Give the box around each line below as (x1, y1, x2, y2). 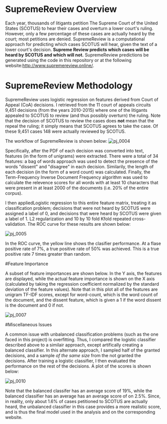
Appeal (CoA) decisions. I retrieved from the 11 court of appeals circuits (5, 101, 151, 108)
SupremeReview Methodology (5, 80, 133, 91)
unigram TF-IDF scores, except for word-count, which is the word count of (5, 291, 158, 298)
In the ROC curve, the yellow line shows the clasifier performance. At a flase (5, 240, 162, 246)
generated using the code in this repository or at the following (5, 57, 132, 63)
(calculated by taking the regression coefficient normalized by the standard (5, 281, 159, 287)
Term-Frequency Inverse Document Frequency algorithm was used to (5, 174, 148, 180)
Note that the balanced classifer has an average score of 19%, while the (5, 388, 153, 394)
